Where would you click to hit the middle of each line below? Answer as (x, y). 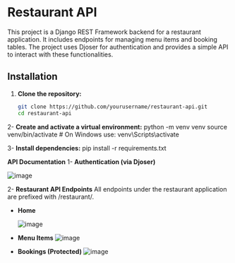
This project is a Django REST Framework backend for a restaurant (104, 32)
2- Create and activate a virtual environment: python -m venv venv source (117, 127)
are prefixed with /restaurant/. (50, 197)
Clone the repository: (49, 93)
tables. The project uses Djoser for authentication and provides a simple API (118, 47)
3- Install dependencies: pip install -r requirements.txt (87, 148)
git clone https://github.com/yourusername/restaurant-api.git (113, 107)
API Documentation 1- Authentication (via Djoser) (82, 162)
